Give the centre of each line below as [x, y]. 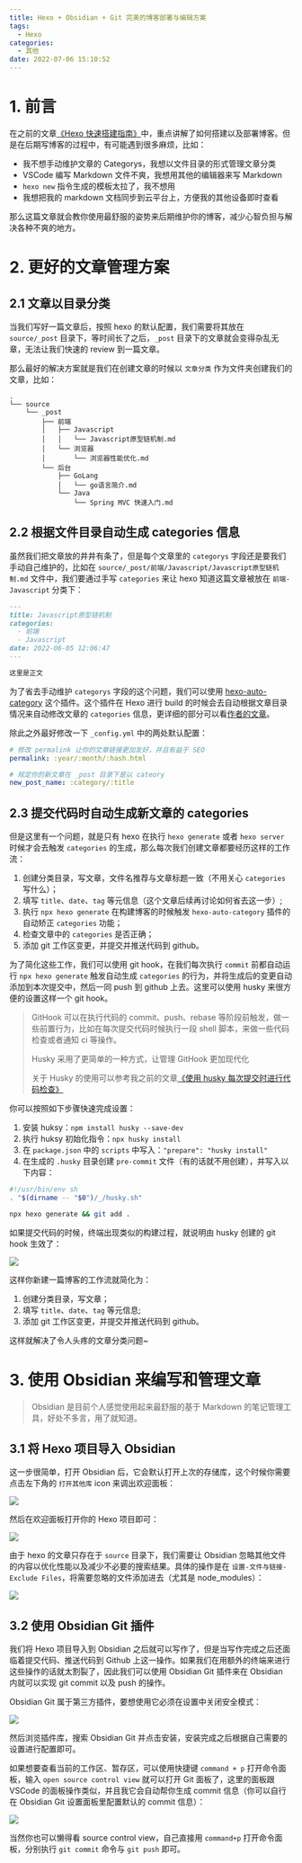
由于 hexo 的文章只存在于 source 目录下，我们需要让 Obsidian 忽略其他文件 [148, 1555]
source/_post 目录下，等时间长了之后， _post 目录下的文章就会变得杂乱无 [144, 337]
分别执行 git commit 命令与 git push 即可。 [105, 1850]
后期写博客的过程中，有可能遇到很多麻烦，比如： [115, 144]
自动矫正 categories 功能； [72, 923]
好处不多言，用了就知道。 [94, 1418]
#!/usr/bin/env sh [44, 1190]
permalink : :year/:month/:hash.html [78, 758]
